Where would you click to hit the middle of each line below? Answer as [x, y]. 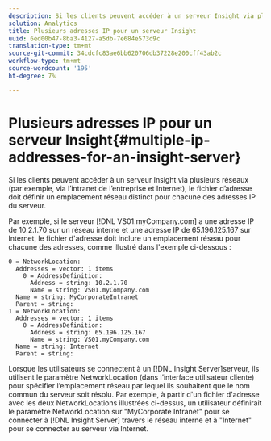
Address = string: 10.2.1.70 [79, 283]
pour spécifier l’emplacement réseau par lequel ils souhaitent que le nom [129, 385]
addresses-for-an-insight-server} [125, 157]
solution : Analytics [43, 23]
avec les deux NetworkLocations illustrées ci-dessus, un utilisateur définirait [135, 403]
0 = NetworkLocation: [45, 262]
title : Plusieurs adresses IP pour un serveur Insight [102, 31]
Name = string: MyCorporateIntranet [77, 297]
